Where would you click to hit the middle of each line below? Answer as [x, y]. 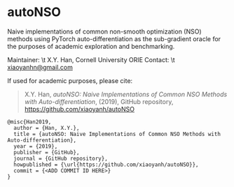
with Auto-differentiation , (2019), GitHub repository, [99, 101]
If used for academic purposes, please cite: [70, 80]
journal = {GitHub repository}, [61, 158]
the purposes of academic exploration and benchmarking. [91, 46]
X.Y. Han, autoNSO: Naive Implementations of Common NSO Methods [126, 94]
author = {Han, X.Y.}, [47, 128]
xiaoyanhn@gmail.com [40, 67]
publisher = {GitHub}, [47, 152]
